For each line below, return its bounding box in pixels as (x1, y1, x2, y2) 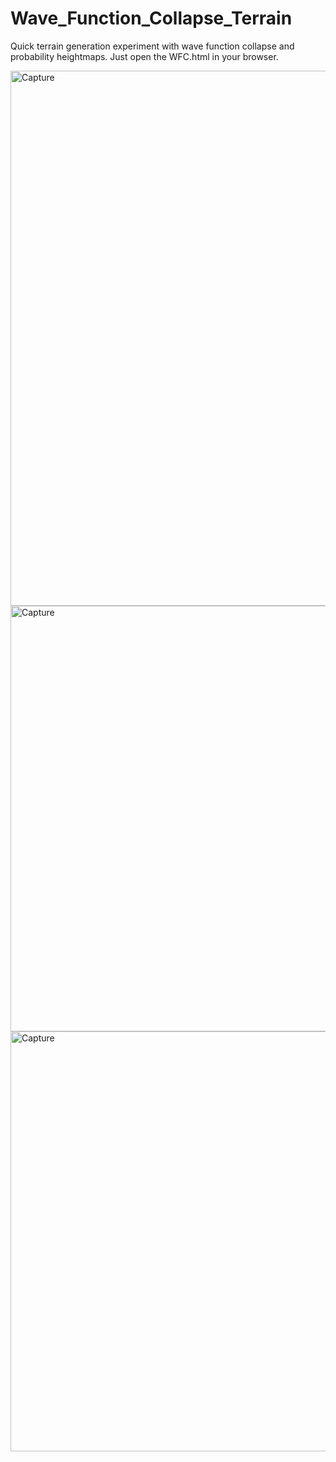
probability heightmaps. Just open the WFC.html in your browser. (10, 50, 279, 62)
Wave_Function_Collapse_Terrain (10, 7, 293, 30)
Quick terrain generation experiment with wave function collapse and (10, 40, 295, 52)
